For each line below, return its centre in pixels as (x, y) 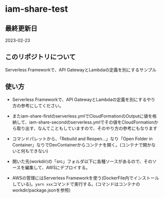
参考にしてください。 (42, 105)
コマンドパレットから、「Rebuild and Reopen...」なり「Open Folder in (82, 139)
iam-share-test (36, 9)
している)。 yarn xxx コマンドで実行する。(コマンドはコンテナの (76, 184)
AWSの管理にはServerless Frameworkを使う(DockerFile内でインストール (86, 178)
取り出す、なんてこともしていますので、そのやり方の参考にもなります (87, 128)
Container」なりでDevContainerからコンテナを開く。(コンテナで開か (82, 145)
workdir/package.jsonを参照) (41, 190)
